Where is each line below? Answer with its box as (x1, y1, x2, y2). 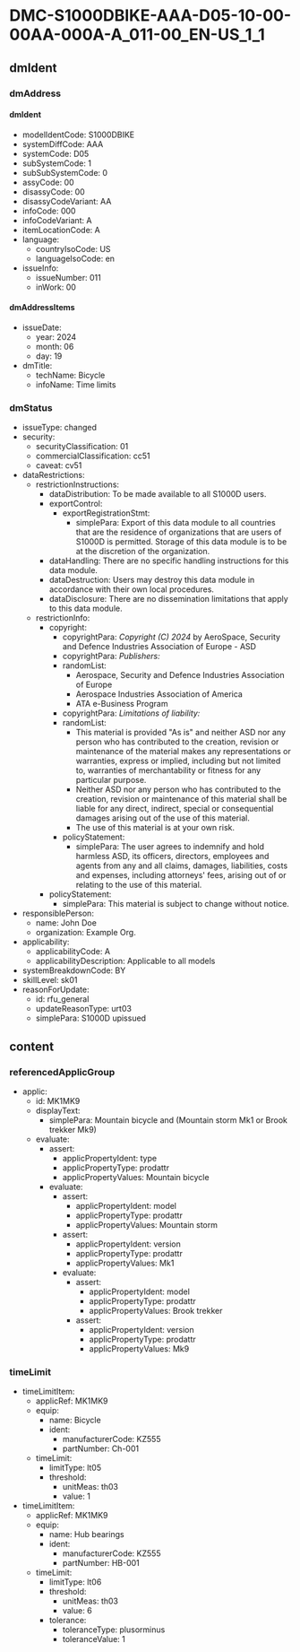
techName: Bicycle (35, 370, 106, 380)
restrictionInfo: (35, 613, 90, 623)
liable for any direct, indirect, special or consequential (75, 804, 274, 814)
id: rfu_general (35, 994, 90, 1004)
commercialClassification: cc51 (35, 450, 150, 462)
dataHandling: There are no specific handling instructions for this (48, 555, 289, 566)
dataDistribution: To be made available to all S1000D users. (48, 489, 267, 500)
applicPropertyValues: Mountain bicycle (62, 1171, 210, 1182)
